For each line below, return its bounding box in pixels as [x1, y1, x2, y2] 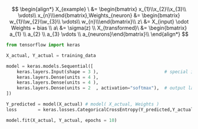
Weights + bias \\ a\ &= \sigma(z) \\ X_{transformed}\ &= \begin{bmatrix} [11, 24, 187, 31]
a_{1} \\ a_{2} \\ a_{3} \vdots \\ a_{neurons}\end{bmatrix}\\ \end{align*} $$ [9, 31, 189, 38]
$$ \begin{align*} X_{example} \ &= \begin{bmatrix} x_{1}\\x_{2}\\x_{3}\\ [11, 6, 187, 12]
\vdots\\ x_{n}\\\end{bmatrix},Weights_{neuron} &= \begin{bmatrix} [17, 12, 181, 19]
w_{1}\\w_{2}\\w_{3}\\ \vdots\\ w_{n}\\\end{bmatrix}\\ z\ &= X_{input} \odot [9, 18, 189, 25]
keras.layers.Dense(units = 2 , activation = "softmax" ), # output [16, 85, 186, 91]
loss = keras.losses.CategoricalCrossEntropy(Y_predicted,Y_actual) [6, 107, 196, 113]
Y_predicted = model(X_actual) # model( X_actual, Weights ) [6, 101, 160, 107]
